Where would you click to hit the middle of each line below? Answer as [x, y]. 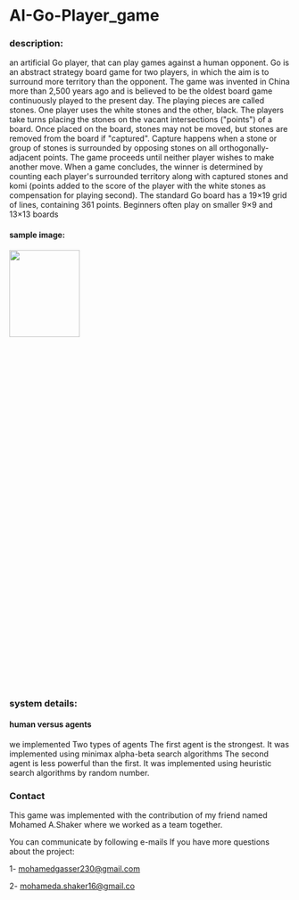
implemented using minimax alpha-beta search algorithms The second [139, 754]
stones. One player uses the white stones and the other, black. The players [146, 110]
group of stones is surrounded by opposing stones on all [113, 148]
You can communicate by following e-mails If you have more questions [140, 842]
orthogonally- [244, 148]
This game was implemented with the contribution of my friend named [138, 815]
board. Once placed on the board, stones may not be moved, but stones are [149, 129]
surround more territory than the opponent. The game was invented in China [149, 82]
